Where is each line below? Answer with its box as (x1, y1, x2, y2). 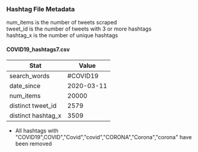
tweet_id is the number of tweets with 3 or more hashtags (6, 25, 152, 32)
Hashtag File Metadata (6, 5, 75, 13)
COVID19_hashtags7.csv (6, 45, 70, 53)
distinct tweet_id (9, 101, 57, 110)
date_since (9, 81, 41, 90)
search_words (9, 71, 50, 80)
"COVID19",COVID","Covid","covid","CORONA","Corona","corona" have (15, 133, 193, 140)
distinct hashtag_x (9, 111, 62, 120)
